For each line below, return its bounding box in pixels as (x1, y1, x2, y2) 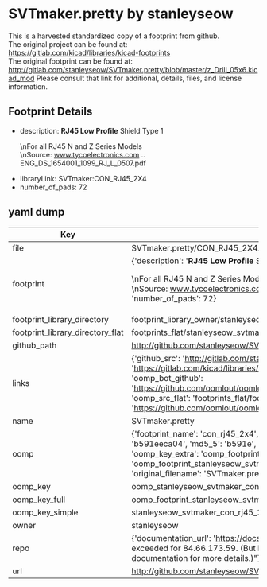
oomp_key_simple (12, 507, 79, 518)
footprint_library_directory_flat (12, 327, 124, 338)
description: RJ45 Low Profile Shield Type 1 (19, 126, 164, 135)
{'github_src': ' (130, 352, 185, 363)
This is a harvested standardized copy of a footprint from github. (8, 31, 220, 41)
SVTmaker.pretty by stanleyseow (8, 5, 234, 23)
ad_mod (8, 73, 35, 83)
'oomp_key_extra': (130, 448, 199, 459)
